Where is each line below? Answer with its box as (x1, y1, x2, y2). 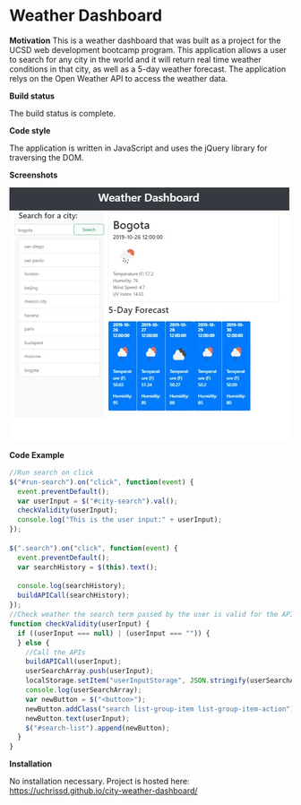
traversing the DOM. (9, 151, 84, 162)
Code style (9, 125, 51, 135)
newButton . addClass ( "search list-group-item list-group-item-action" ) (25, 705, 295, 714)
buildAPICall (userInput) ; (25, 657, 123, 666)
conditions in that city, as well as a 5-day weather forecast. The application (9, 64, 287, 74)
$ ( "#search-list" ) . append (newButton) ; (25, 723, 170, 732)
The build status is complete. (9, 108, 116, 118)
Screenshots (9, 169, 58, 180)
